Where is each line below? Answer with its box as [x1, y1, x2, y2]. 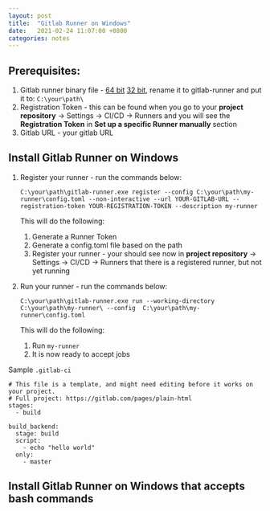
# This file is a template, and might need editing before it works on [8, 380, 253, 388]
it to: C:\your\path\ [19, 94, 84, 104]
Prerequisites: [8, 63, 80, 77]
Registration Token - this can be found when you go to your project [19, 102, 243, 112]
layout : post [8, 11, 52, 20]
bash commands [8, 492, 94, 506]
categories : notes [8, 34, 70, 43]
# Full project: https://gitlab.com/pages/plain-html [8, 394, 193, 403]
